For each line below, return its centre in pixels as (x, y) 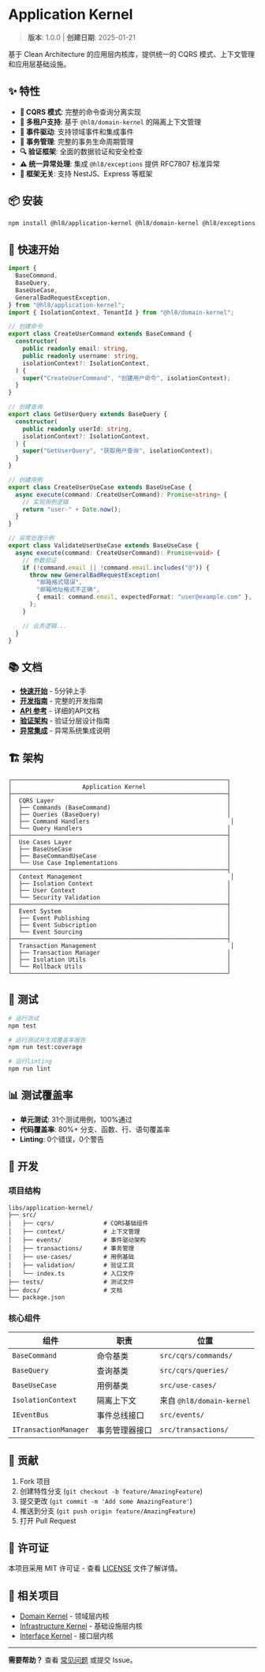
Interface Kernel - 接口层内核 (67, 1636)
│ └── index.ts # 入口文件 (71, 1273)
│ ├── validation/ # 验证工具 (71, 1265)
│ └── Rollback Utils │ (119, 967)
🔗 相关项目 (34, 1596)
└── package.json (37, 1297)
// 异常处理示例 (31, 539)
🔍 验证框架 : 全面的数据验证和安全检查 (81, 151)
